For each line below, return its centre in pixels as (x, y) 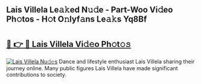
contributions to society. (37, 75)
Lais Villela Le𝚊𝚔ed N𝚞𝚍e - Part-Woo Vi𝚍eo (90, 10)
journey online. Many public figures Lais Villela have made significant (92, 68)
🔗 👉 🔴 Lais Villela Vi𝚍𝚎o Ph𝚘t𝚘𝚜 (69, 44)
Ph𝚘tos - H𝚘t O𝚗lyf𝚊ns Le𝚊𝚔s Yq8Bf (77, 19)
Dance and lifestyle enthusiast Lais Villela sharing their (127, 61)
